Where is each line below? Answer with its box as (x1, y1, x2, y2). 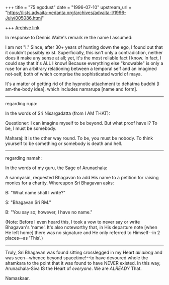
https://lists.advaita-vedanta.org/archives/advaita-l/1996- (7, 10, 127, 16)
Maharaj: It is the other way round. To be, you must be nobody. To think (5, 135, 153, 141)
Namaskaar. (5, 275, 30, 281)
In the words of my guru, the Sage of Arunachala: (5, 165, 107, 171)
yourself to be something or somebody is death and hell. (5, 140, 122, 147)
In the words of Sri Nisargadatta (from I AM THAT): (5, 110, 110, 116)
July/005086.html (5, 15, 42, 21)
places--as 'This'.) (5, 235, 43, 241)
